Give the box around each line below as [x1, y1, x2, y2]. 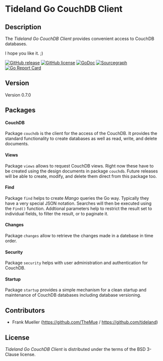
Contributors [5, 306, 45, 315]
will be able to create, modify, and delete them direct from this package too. [5, 173, 157, 179]
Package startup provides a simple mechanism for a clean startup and [5, 287, 147, 293]
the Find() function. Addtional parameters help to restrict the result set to [5, 206, 152, 211]
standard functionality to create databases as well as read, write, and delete [5, 135, 157, 142]
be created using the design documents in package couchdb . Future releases [5, 168, 158, 174]
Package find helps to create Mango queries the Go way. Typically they [5, 195, 149, 201]
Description [5, 23, 41, 31]
